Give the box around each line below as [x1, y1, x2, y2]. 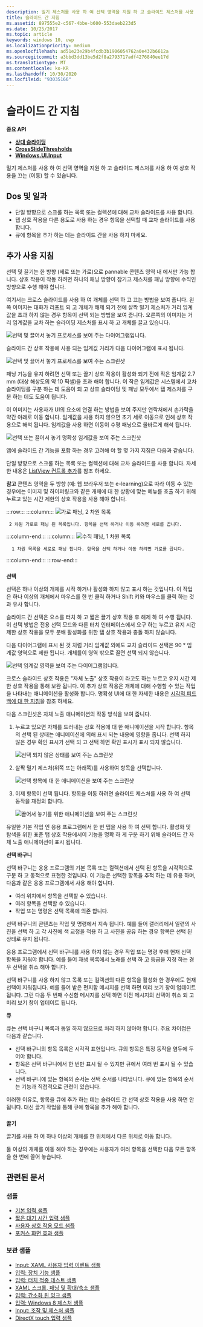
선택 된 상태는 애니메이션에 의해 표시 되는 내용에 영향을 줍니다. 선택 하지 [21, 731, 191, 738]
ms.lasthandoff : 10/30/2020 [6, 71, 77, 77]
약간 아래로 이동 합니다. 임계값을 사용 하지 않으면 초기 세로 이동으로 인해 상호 [6, 413, 187, 421]
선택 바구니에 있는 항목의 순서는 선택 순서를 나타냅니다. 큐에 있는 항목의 [14, 1075, 183, 1082]
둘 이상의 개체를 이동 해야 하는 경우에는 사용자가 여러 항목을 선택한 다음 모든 [6, 1145, 185, 1152]
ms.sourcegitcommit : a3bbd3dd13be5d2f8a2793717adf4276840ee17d [6, 54, 169, 60]
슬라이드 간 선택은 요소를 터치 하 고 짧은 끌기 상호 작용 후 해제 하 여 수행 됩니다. [6, 613, 193, 620]
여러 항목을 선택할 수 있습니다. [14, 899, 86, 906]
